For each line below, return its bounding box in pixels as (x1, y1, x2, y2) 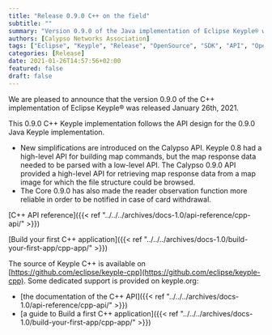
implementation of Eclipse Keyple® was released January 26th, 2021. (8, 103, 239, 112)
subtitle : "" (8, 19, 53, 28)
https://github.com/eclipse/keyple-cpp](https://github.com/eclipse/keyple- (11, 267, 261, 277)
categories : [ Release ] (8, 49, 85, 57)
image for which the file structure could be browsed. (19, 177, 196, 187)
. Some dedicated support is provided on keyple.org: (23, 276, 199, 286)
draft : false (8, 72, 53, 80)
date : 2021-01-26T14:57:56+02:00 (8, 57, 121, 66)
